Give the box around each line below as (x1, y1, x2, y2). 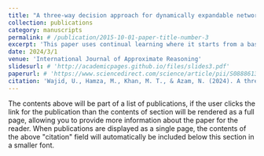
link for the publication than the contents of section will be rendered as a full (8, 107, 255, 116)
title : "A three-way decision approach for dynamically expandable (8, 11, 234, 20)
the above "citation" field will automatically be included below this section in (8, 132, 255, 141)
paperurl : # (8, 70, 47, 78)
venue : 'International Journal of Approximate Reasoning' (8, 56, 202, 63)
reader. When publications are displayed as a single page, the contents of (8, 123, 247, 133)
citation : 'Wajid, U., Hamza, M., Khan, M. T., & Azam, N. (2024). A (8, 77, 241, 85)
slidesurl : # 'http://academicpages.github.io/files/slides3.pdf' (8, 63, 230, 71)
